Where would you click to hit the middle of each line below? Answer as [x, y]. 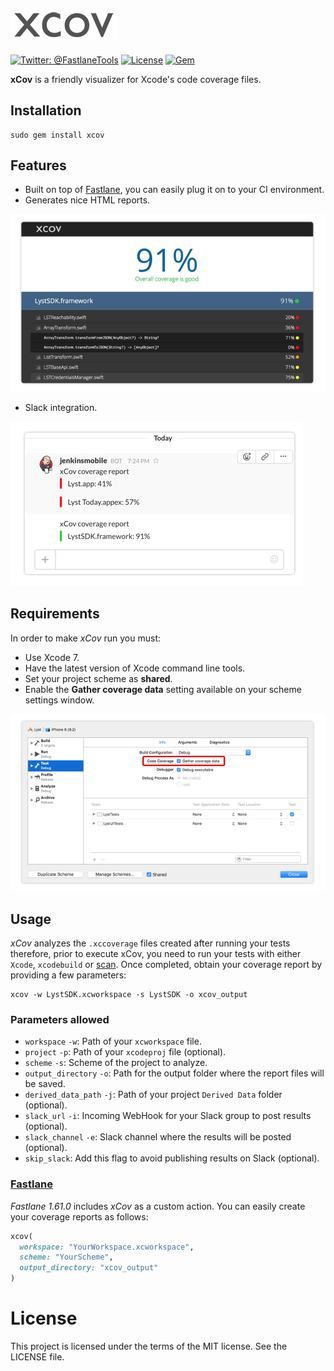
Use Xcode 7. [52, 657]
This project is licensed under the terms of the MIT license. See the [149, 1346]
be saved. [45, 1084]
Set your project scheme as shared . [98, 678]
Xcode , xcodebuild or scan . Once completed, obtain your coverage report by [166, 965]
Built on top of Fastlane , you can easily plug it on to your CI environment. [174, 190]
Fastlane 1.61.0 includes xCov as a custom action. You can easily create [158, 1206]
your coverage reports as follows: [79, 1216]
